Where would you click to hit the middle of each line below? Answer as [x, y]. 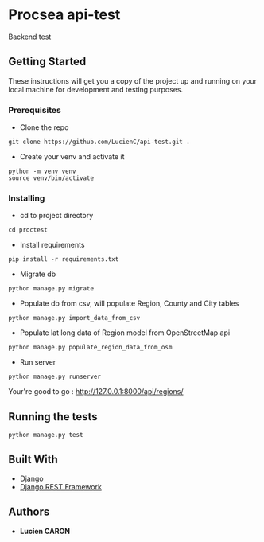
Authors [29, 512]
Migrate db [38, 274]
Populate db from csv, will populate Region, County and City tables [129, 303]
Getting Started [47, 62]
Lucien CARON [45, 531]
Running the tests [53, 417]
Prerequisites [35, 110]
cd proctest [28, 230]
